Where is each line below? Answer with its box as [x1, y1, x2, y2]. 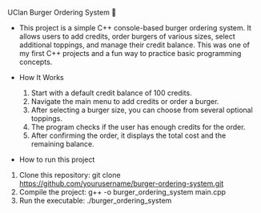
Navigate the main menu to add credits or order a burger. [30, 97, 219, 106]
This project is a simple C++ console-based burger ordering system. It [18, 23, 251, 32]
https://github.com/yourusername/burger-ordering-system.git [18, 179, 224, 188]
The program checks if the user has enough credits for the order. [30, 123, 246, 131]
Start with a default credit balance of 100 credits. [30, 88, 193, 98]
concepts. [18, 57, 53, 66]
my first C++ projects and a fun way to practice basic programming [18, 49, 242, 58]
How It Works [18, 73, 65, 82]
